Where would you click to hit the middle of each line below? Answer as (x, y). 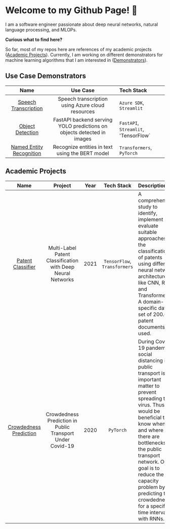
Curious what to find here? (34, 39)
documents (152, 327)
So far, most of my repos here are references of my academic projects (78, 49)
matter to (149, 386)
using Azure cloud (83, 105)
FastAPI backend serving (83, 119)
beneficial (150, 417)
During (146, 341)
